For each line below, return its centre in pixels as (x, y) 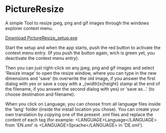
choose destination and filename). (40, 94)
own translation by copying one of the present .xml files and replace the (79, 114)
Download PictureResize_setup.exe (41, 38)
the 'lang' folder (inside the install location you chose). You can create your (82, 109)
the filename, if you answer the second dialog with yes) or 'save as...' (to (80, 89)
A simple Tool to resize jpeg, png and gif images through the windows (77, 23)
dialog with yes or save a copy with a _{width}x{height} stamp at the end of (83, 84)
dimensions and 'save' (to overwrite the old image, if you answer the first (80, 78)
